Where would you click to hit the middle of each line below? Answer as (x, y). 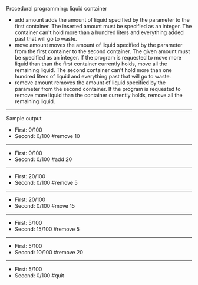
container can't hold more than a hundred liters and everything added (99, 32)
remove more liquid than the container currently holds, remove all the (98, 95)
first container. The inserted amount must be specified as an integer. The (103, 26)
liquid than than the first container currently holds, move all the (91, 64)
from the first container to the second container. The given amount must (102, 51)
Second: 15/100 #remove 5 (47, 229)
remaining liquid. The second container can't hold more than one (93, 70)
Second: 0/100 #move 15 (45, 206)
